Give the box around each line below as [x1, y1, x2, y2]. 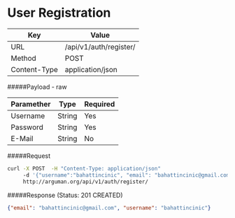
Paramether [10, 99, 51, 109]
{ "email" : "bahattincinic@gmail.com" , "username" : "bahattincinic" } [7, 204, 211, 211]
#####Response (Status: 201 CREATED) [7, 191, 124, 199]
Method [10, 53, 36, 63]
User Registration [7, 5, 111, 21]
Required [83, 99, 115, 109]
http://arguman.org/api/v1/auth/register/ [22, 178, 149, 185]
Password [10, 122, 44, 132]
